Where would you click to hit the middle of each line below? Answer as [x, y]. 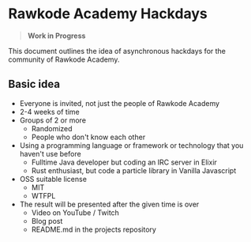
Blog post [47, 221]
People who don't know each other [88, 137]
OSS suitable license [53, 179]
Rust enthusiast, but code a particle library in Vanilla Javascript [134, 170]
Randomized [52, 128]
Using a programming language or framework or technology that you [131, 145]
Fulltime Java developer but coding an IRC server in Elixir [124, 162]
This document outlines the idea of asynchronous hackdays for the [117, 51]
